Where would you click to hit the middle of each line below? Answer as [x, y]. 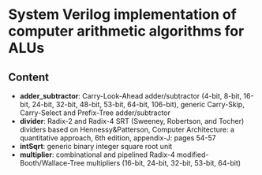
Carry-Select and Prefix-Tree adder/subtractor [95, 113]
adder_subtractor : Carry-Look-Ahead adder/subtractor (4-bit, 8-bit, [131, 96]
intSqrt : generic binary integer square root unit [96, 146]
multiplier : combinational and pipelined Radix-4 [97, 155]
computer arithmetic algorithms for [126, 31]
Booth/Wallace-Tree [52, 163]
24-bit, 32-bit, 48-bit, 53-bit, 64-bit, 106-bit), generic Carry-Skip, [138, 104]
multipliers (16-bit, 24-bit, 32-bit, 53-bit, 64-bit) [164, 163]
